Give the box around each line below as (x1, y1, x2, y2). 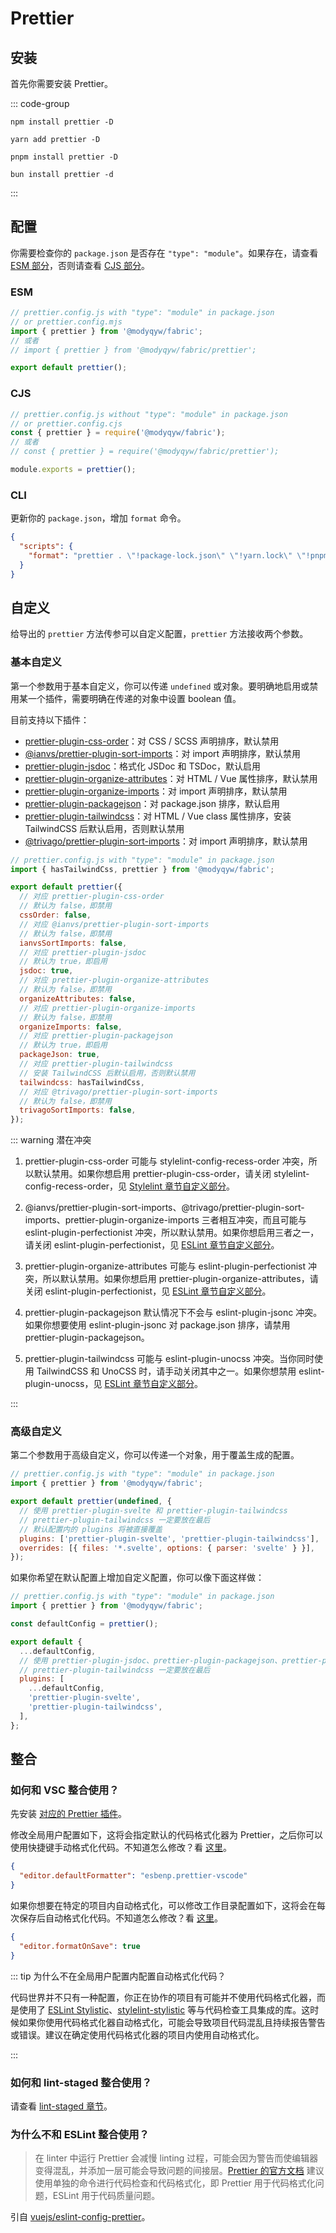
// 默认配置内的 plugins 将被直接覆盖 (19, 1524, 163, 1534)
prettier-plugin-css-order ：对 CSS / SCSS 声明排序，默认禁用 (24, 735, 280, 747)
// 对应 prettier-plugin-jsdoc (19, 947, 147, 957)
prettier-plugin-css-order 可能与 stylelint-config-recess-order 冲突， (24, 1155, 309, 1167)
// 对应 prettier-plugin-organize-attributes (19, 975, 210, 986)
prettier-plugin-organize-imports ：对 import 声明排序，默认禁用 (24, 785, 288, 797)
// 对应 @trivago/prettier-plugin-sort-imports (19, 1087, 218, 1097)
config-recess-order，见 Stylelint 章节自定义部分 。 (24, 1180, 235, 1192)
